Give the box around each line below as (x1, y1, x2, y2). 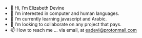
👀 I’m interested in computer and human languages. (10, 10, 119, 16)
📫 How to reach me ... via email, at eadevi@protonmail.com (10, 27, 137, 33)
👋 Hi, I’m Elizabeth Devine (10, 5, 65, 11)
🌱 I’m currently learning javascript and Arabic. (10, 16, 107, 22)
